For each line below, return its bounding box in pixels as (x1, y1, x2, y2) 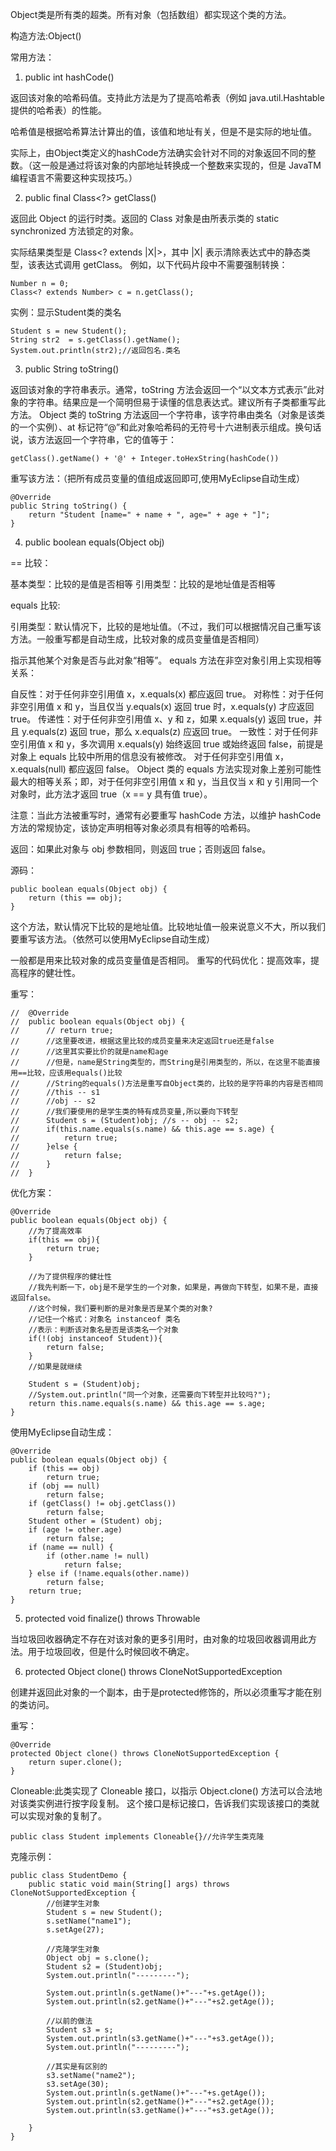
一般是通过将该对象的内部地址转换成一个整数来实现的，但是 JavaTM (40, 159, 322, 171)
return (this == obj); (28, 893, 123, 903)
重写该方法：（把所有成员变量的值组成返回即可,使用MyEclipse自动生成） (10, 473, 306, 484)
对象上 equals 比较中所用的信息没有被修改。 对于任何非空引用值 (10, 751, 273, 762)
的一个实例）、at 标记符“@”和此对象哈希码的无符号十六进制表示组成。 (10, 421, 296, 433)
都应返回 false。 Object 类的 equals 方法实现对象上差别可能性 (68, 763, 322, 775)
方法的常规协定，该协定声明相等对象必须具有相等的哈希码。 (10, 822, 256, 833)
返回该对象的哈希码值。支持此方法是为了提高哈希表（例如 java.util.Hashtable (10, 92, 325, 103)
